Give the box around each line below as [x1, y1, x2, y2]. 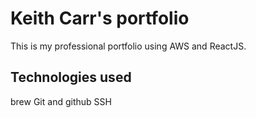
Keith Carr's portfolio [10, 7, 190, 30]
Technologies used [10, 69, 132, 86]
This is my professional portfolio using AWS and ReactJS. [10, 40, 247, 52]
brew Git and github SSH [10, 95, 112, 107]
